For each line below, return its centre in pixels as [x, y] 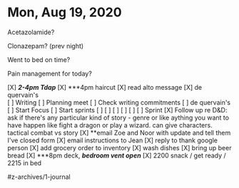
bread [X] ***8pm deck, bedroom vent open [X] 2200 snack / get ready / [117, 155]
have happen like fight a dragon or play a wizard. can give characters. [110, 125]
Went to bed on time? [39, 59]
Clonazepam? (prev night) [46, 46]
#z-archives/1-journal [39, 177]
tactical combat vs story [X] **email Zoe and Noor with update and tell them [119, 132]
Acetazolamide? [31, 32]
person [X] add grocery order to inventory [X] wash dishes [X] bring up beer [119, 147]
